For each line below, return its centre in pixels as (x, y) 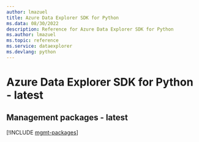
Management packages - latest (67, 118)
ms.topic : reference (33, 40)
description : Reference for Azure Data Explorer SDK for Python (90, 29)
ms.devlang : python (31, 52)
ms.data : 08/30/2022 (33, 23)
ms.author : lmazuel (31, 35)
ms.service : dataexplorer (39, 47)
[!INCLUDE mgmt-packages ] (42, 132)
